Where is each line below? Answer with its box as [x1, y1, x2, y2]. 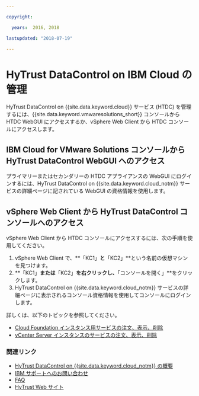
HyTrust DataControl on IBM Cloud [6, 68, 179, 81]
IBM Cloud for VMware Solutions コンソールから [6, 145, 185, 155]
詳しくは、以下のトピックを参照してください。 [6, 311, 120, 318]
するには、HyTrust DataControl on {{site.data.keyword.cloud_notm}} [11, 180, 179, 187]
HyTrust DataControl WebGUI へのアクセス [6, 155, 165, 166]
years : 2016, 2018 [11, 24, 60, 30]
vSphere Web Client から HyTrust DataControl [6, 206, 179, 216]
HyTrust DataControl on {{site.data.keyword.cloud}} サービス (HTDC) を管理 [6, 103, 191, 110]
